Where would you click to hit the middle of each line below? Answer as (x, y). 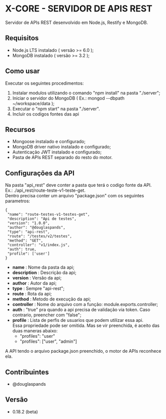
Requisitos (22, 38)
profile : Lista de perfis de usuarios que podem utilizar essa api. (78, 320)
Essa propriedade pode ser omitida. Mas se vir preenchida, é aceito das (86, 326)
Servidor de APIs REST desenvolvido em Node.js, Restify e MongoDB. (77, 22)
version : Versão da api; (37, 278)
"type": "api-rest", (29, 232)
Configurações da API (40, 173)
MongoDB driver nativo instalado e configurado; (61, 147)
